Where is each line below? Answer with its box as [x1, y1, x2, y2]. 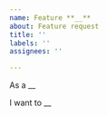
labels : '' [9, 38, 51, 48]
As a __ [9, 80, 36, 91]
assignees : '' [9, 47, 64, 56]
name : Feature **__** [9, 13, 92, 23]
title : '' [9, 30, 47, 39]
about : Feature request [9, 22, 100, 31]
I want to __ [9, 97, 52, 109]
